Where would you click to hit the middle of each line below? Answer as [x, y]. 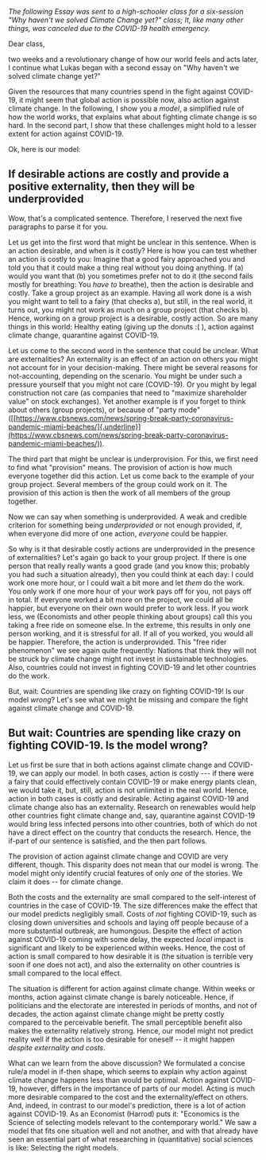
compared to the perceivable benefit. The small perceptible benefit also [125, 1022]
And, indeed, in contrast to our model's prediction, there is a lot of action [127, 1105]
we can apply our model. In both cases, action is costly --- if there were [136, 773]
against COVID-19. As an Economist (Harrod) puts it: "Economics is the [124, 1114]
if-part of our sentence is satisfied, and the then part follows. [108, 841]
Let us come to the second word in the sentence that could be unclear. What [133, 350]
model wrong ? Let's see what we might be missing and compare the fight [128, 699]
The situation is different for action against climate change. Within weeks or [132, 988]
